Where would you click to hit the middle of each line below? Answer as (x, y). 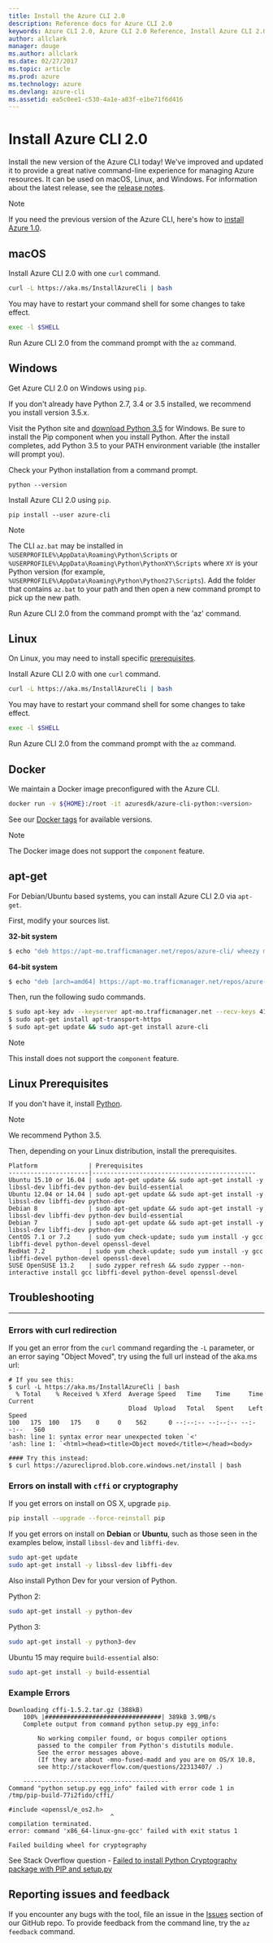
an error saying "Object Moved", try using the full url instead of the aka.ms (133, 1356)
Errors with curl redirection (63, 1330)
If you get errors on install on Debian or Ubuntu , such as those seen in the (133, 1534)
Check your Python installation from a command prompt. (103, 469)
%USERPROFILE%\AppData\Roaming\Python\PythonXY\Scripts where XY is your (133, 563)
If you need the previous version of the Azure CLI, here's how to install (126, 220)
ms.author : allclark (43, 54)
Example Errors (39, 1693)
